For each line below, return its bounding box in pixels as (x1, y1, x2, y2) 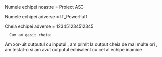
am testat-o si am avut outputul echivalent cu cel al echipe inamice (5, 47, 142, 52)
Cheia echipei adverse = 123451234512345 (5, 23, 94, 29)
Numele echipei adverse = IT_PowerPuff (5, 14, 88, 19)
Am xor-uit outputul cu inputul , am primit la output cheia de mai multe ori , (5, 41, 158, 47)
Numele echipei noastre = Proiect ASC (5, 4, 84, 10)
